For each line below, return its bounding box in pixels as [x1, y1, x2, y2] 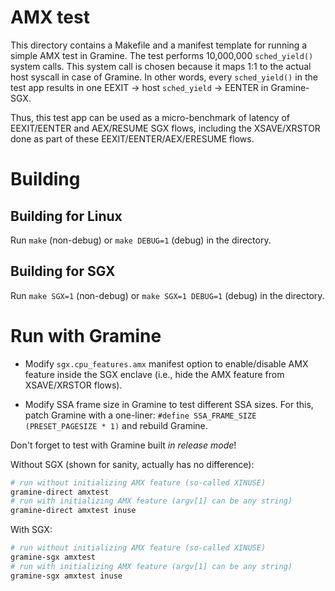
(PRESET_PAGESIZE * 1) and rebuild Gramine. [24, 419, 208, 431]
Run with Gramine [10, 324, 162, 347]
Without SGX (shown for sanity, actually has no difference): [10, 458, 255, 470]
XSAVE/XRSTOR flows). [24, 379, 123, 391]
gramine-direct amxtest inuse [10, 506, 137, 516]
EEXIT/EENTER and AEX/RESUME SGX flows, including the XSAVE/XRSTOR [10, 122, 321, 134]
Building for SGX [10, 263, 116, 280]
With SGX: [10, 524, 53, 536]
